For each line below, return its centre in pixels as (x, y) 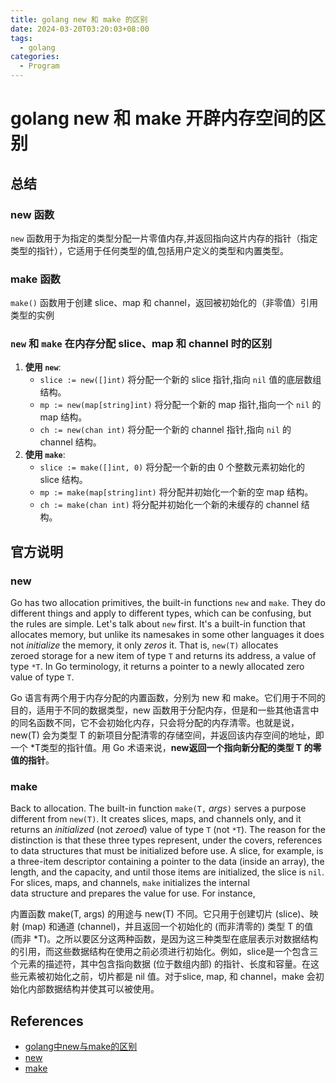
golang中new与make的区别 (81, 1047)
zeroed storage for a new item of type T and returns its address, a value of (163, 656)
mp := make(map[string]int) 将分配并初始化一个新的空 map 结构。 (176, 492)
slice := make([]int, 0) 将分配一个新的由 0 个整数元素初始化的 (172, 467)
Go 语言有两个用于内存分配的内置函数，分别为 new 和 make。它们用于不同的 (168, 698)
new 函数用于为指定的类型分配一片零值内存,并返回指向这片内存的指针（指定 (164, 238)
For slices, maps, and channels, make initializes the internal (130, 883)
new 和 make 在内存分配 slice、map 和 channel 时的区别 (141, 344)
